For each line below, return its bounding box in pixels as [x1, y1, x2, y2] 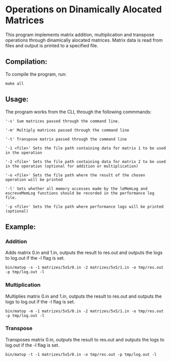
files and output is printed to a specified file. [5, 42, 98, 48]
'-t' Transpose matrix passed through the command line [5, 136, 127, 142]
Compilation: [5, 58, 48, 66]
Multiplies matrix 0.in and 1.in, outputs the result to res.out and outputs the [5, 293, 162, 299]
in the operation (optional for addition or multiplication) [5, 164, 139, 169]
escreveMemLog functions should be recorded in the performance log [5, 190, 155, 196]
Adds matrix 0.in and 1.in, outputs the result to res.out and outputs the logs [5, 249, 163, 256]
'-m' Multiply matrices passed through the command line [5, 128, 130, 133]
